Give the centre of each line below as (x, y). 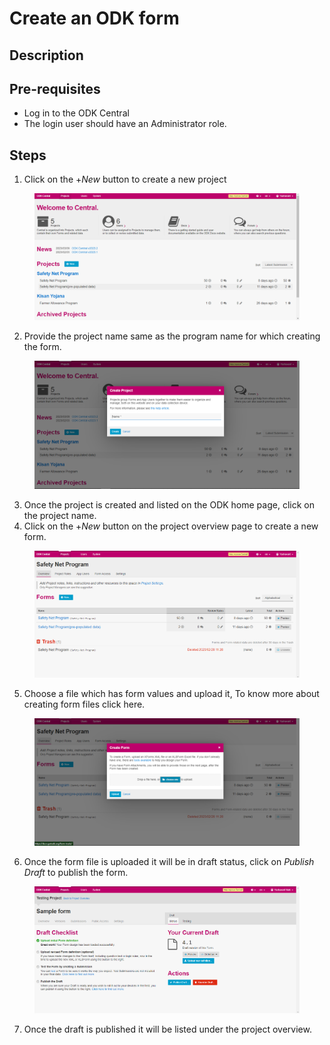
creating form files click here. (84, 704)
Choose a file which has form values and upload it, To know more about (171, 694)
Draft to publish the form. (76, 872)
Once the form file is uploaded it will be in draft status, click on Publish (169, 861)
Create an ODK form (94, 18)
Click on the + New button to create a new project (125, 179)
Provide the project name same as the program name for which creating (172, 336)
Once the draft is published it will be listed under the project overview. (167, 1029)
